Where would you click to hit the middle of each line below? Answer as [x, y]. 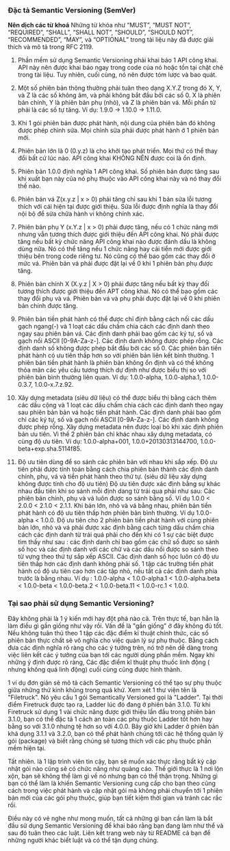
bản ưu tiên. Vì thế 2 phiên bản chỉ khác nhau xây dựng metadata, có [115, 434]
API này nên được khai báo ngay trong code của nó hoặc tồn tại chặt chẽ [120, 68]
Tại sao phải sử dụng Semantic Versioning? [81, 603]
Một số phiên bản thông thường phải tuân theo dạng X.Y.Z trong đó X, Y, [119, 88]
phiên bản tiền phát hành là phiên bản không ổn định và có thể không [116, 363]
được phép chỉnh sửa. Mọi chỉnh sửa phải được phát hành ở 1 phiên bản [118, 130]
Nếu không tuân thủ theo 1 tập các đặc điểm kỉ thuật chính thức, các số [108, 633]
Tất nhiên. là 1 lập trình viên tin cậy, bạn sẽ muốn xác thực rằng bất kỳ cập [112, 761]
